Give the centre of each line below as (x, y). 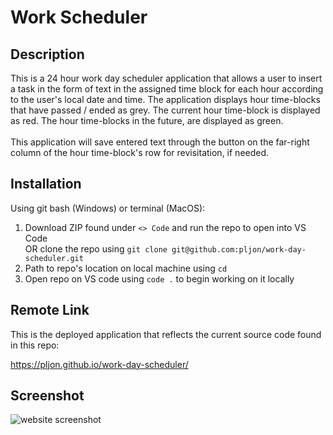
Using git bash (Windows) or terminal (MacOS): (108, 208)
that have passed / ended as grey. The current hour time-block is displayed (165, 110)
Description (47, 54)
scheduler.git (54, 258)
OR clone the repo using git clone (96, 248)
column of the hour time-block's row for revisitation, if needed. (140, 152)
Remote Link (50, 310)
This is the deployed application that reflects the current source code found (166, 334)
